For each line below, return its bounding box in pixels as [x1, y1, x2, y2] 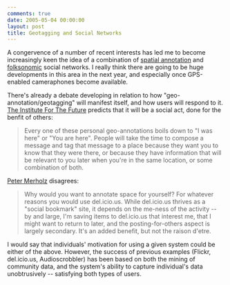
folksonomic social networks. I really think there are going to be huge [7, 63, 204, 71]
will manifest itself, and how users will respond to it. [76, 98, 223, 107]
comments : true [7, 10, 51, 17]
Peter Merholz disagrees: [7, 177, 79, 185]
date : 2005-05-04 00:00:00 [7, 17, 85, 24]
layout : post [7, 23, 45, 30]
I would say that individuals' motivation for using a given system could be [7, 240, 215, 249]
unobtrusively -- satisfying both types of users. [7, 270, 142, 278]
